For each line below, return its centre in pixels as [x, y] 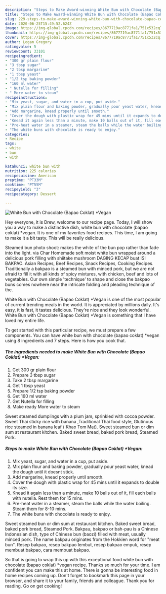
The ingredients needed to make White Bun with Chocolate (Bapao [75, 352]
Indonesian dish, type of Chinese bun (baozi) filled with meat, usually [75, 534]
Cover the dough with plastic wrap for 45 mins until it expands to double [86, 482]
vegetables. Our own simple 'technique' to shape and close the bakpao [78, 279]
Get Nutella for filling [33, 401]
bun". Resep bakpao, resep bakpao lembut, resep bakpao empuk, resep [78, 544]
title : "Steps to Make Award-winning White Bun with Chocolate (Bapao [79, 14]
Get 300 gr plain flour [34, 370]
